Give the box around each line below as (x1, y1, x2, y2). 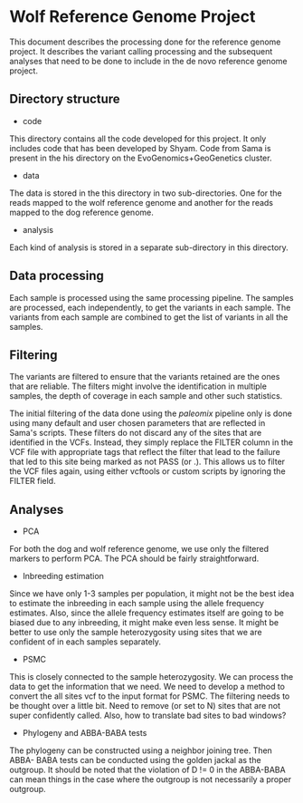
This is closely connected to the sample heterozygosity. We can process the (9, 672, 294, 682)
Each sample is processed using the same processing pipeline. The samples (9, 292, 294, 303)
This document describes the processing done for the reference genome (9, 36, 281, 47)
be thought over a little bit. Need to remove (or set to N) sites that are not (9, 701, 281, 711)
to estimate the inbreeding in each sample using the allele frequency (9, 598, 265, 609)
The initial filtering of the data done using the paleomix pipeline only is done (9, 408, 292, 419)
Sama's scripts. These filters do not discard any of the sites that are (9, 428, 262, 439)
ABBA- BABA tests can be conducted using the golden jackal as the (9, 755, 261, 766)
